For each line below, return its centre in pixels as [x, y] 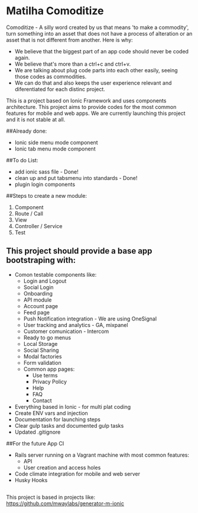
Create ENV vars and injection [51, 413]
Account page [41, 306]
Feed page [37, 312]
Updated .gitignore [38, 432]
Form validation [42, 363]
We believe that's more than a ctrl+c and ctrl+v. [73, 64]
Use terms [45, 375]
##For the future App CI [35, 443]
